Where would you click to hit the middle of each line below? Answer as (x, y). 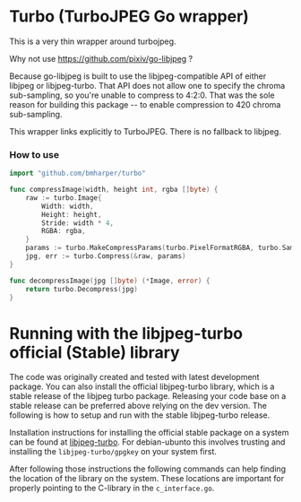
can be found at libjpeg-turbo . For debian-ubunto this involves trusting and (147, 442)
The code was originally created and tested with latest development (134, 377)
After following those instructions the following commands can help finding (148, 469)
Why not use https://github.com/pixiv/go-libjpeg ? (101, 58)
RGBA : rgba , (64, 231)
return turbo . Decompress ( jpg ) (82, 289)
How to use (34, 154)
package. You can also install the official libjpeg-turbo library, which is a (142, 386)
